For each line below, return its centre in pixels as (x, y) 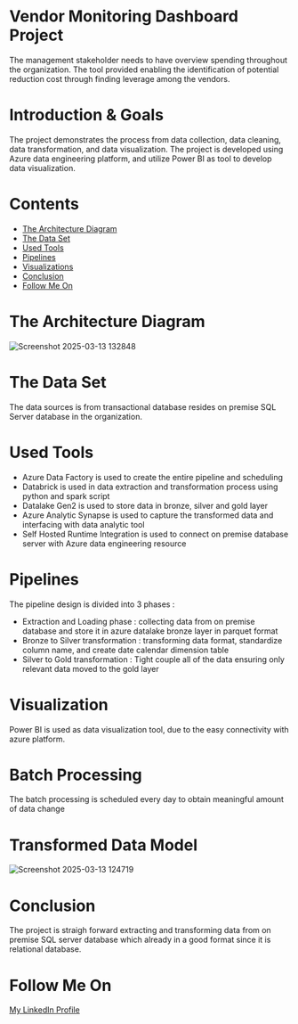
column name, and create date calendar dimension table (125, 650)
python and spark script (66, 496)
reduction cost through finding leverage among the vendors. (120, 78)
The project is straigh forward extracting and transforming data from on (140, 930)
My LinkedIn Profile (44, 1010)
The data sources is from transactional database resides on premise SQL (143, 406)
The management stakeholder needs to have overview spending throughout (148, 60)
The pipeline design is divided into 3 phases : (92, 604)
